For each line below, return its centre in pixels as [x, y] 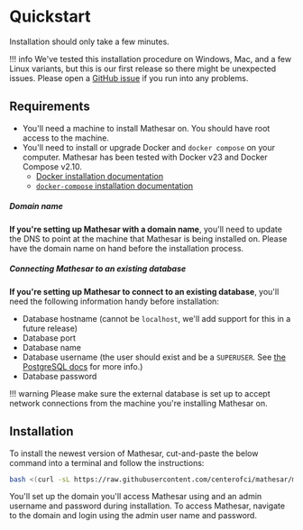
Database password [60, 376]
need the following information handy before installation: [114, 301]
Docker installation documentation [100, 176]
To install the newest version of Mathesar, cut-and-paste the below [134, 453]
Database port [49, 338]
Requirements [50, 107]
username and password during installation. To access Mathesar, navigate [147, 506]
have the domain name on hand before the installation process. [127, 248]
